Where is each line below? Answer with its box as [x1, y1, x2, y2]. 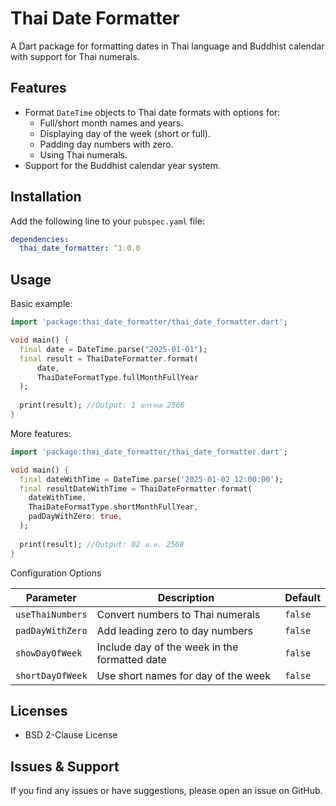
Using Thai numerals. [39, 148, 128, 161]
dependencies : [10, 234, 70, 244]
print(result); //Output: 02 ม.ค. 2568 [19, 539, 185, 549]
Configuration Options [10, 567, 102, 579]
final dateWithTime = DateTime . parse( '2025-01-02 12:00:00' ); [19, 474, 284, 484]
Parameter [25, 590, 77, 604]
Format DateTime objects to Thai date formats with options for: [24, 106, 281, 118]
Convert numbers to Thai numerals [96, 607, 261, 621]
